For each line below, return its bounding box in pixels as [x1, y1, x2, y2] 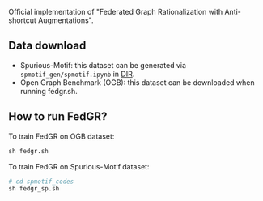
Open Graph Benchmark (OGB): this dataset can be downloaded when [19, 77, 255, 88]
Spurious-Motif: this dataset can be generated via [19, 60, 187, 70]
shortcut [8, 15, 36, 25]
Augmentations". [37, 15, 94, 25]
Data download [8, 39, 87, 53]
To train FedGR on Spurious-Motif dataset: [8, 161, 150, 171]
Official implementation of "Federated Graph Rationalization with [8, 7, 223, 16]
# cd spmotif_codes [8, 177, 74, 186]
